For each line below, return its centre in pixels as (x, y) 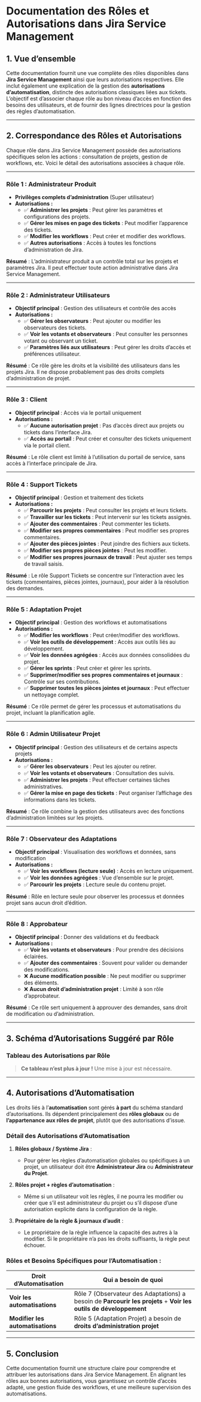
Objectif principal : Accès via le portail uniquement (78, 413)
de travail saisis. (44, 564)
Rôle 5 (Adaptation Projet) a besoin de (127, 1319)
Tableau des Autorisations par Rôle (58, 1055)
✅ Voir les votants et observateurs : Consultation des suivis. (99, 773)
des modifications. (47, 969)
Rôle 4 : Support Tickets (42, 484)
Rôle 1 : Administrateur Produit (51, 184)
